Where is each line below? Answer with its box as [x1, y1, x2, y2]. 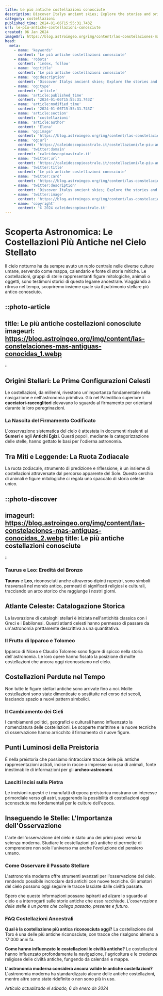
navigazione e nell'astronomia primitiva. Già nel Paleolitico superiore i [5, 395, 144, 401]
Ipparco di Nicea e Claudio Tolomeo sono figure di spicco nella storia [5, 648, 143, 654]
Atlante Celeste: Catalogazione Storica [5, 602, 125, 610]
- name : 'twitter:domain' [14, 147, 66, 152]
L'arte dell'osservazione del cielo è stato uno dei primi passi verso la [5, 834, 142, 840]
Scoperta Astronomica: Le [5, 227, 113, 238]
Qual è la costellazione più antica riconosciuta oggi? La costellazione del [5, 926, 153, 932]
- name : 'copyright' [14, 201, 55, 206]
